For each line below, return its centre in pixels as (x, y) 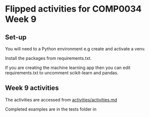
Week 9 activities (32, 88)
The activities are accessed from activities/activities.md (61, 100)
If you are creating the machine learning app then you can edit (68, 67)
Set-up (16, 37)
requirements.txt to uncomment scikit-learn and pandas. (62, 73)
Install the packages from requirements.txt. (48, 58)
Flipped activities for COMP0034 (73, 9)
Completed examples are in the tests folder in (51, 109)
